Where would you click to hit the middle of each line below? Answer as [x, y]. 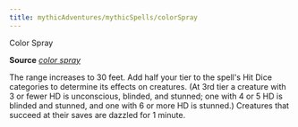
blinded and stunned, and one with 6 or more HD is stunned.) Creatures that [149, 105]
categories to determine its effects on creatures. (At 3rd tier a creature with [148, 86]
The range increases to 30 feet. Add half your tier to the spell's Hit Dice [141, 77]
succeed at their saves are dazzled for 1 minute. [98, 115]
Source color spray [45, 60]
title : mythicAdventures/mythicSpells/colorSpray [104, 17]
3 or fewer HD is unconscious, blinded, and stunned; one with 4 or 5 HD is [146, 96]
